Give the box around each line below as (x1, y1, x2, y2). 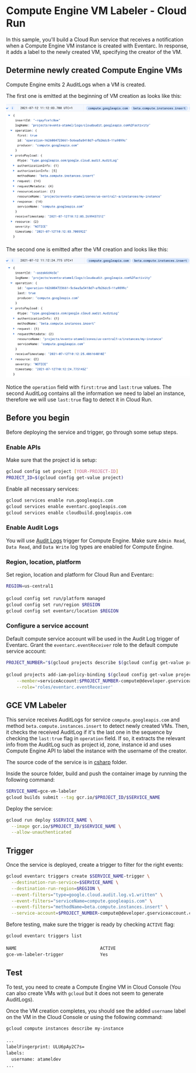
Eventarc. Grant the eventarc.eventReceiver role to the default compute (6, 641, 178, 648)
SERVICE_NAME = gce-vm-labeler (6, 788, 77, 794)
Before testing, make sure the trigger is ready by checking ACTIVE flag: (6, 921, 175, 928)
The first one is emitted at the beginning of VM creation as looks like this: (6, 92, 182, 99)
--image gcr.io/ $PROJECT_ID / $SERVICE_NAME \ (11, 823, 121, 829)
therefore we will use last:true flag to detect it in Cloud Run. (6, 396, 153, 403)
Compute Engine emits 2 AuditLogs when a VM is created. (6, 81, 146, 88)
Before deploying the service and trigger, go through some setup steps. (6, 428, 178, 435)
